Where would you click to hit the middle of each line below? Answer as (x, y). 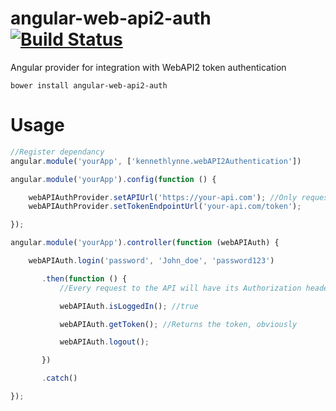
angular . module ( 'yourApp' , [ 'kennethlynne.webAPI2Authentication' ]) (156, 161)
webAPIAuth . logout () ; (104, 342)
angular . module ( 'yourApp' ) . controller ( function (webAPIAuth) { (145, 243)
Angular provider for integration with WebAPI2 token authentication (148, 67)
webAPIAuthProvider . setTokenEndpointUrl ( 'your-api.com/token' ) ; (165, 207)
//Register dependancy (57, 152)
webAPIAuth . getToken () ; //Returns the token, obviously (178, 324)
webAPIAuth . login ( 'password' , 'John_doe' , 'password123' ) (151, 261)
